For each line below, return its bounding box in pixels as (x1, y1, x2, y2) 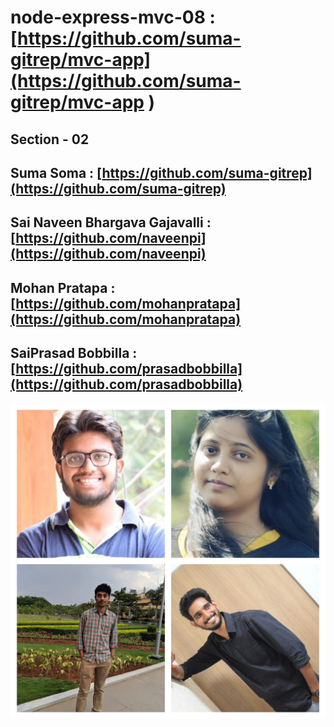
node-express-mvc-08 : (10, 6, 216, 29)
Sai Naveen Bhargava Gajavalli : (10, 214, 212, 231)
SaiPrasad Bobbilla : (10, 345, 138, 362)
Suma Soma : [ (10, 164, 103, 181)
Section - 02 (10, 131, 90, 148)
